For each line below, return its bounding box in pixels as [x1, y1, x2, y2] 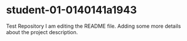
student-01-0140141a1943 [6, 3, 137, 17]
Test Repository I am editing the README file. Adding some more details [6, 23, 181, 29]
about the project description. [6, 28, 78, 35]
